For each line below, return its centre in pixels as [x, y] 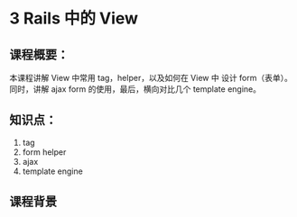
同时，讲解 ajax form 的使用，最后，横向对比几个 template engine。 [135, 89]
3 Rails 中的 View [74, 18]
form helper [44, 152]
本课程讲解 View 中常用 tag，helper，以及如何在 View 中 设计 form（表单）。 [151, 78]
